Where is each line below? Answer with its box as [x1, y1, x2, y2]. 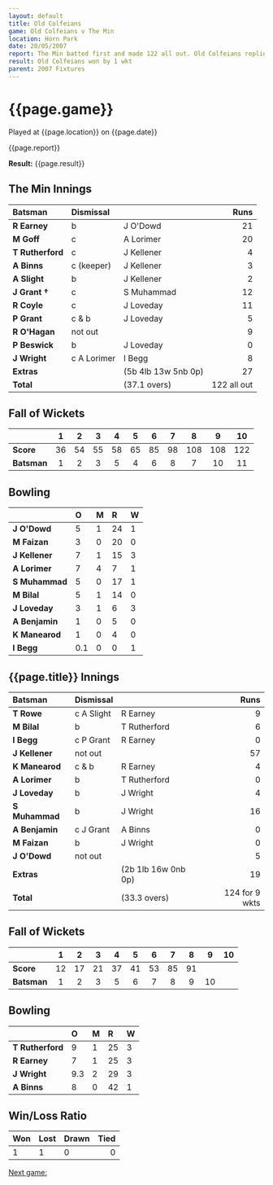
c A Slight [74, 708, 111, 719]
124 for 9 [223, 887, 261, 898]
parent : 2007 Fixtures [8, 65, 85, 73]
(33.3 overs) [120, 892, 169, 903]
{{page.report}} [8, 143, 61, 152]
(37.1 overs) [123, 379, 172, 390]
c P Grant [74, 734, 111, 745]
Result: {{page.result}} [8, 158, 85, 168]
